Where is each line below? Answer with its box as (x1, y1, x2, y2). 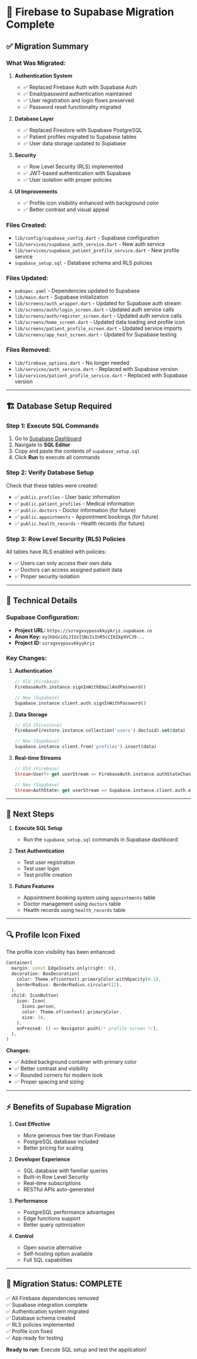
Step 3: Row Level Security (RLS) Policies (6, 535, 126, 543)
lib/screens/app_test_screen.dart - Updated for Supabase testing (14, 331, 177, 338)
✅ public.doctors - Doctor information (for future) (14, 506, 136, 513)
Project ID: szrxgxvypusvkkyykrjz (14, 639, 95, 646)
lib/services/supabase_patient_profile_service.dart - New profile (14, 247, 180, 254)
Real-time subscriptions (23, 1180, 81, 1187)
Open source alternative (23, 1244, 82, 1251)
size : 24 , (21, 1014, 46, 1020)
